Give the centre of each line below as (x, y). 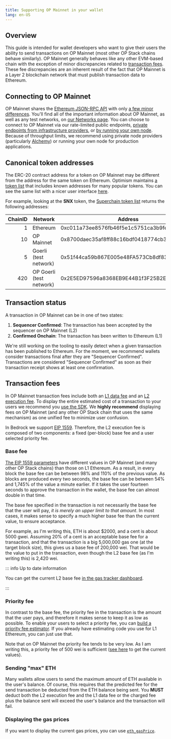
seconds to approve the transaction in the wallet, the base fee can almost (82, 490)
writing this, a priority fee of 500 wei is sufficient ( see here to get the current (85, 650)
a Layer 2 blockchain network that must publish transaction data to (75, 75)
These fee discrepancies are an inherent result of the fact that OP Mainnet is (85, 69)
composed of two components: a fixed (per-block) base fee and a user (80, 433)
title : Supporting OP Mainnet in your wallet (54, 10)
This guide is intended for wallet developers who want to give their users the (85, 48)
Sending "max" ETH (31, 668)
